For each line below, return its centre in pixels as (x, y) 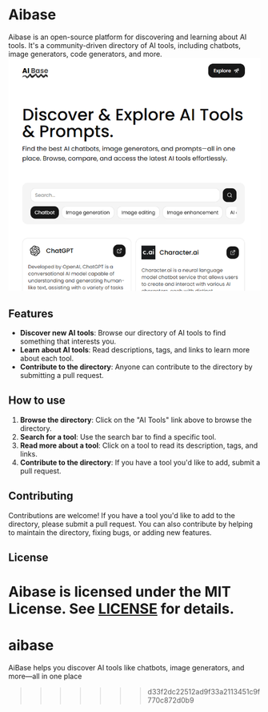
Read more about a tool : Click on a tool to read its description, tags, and (139, 445)
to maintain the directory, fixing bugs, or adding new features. (110, 532)
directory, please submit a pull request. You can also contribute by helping (131, 524)
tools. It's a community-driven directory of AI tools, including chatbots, (125, 45)
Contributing (41, 496)
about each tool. (47, 359)
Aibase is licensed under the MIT (120, 592)
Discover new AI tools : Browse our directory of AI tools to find (123, 333)
